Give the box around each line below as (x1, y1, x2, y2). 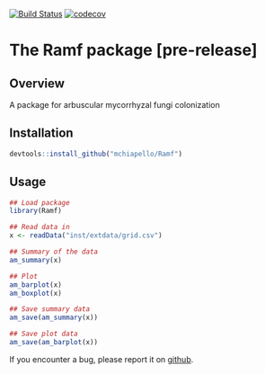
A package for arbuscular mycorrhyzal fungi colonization (9, 100, 220, 110)
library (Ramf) (9, 207, 63, 216)
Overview (9, 76, 66, 91)
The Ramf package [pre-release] (9, 40, 258, 60)
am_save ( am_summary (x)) (9, 313, 99, 323)
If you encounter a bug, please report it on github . (9, 353, 194, 364)
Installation (9, 126, 74, 141)
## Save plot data (9, 329, 78, 339)
